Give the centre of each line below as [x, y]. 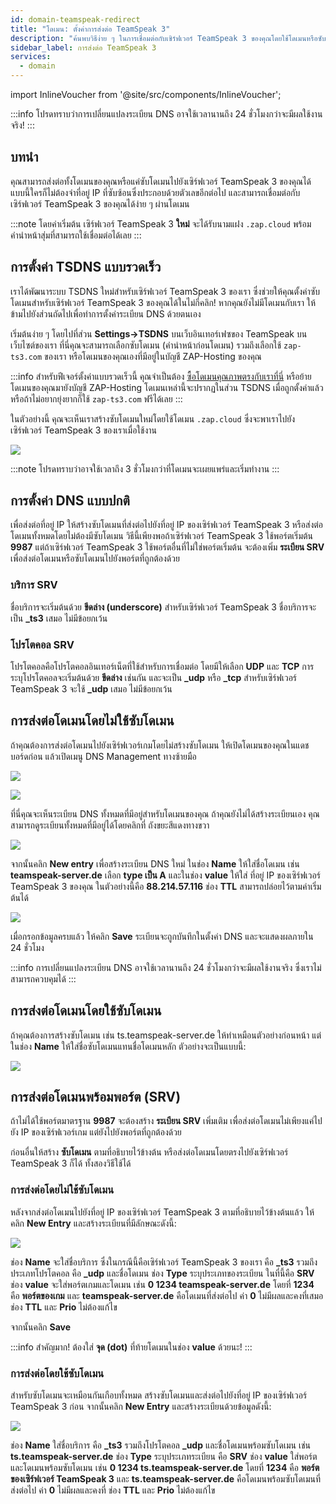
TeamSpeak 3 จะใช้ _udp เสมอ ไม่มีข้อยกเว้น [91, 689]
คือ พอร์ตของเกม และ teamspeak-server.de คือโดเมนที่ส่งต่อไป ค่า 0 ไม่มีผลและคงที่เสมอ [167, 1295]
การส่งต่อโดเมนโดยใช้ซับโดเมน [86, 1011]
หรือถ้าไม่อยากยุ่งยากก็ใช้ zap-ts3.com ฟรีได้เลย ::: [96, 398]
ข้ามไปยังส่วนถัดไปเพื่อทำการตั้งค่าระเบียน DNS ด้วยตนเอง [106, 313]
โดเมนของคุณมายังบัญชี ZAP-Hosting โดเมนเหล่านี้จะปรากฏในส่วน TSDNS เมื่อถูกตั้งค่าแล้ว [167, 387]
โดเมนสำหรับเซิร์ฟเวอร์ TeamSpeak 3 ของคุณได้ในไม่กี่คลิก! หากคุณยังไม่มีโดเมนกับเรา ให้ [163, 302]
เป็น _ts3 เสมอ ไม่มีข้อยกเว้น [59, 618]
